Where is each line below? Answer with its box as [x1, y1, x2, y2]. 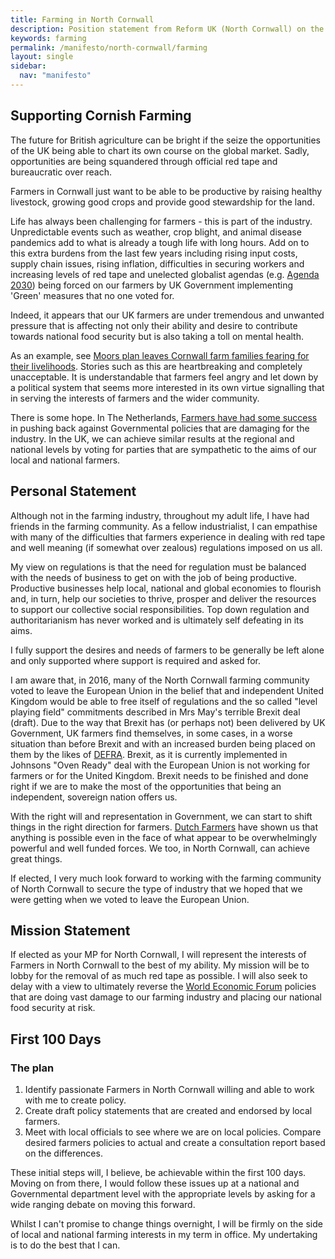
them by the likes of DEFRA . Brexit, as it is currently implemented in [10, 748, 288, 760]
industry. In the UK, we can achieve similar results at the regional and [10, 432, 295, 445]
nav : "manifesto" [19, 71, 92, 81]
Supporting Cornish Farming [10, 107, 192, 125]
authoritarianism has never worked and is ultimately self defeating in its [10, 614, 304, 626]
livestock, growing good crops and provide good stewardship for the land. [10, 196, 315, 208]
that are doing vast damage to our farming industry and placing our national [10, 991, 322, 1003]
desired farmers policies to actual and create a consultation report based [24, 1137, 326, 1148]
